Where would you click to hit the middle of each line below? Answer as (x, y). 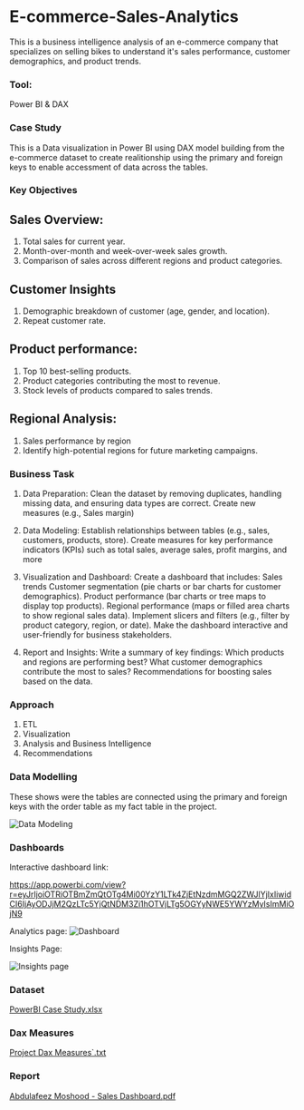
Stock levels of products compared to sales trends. (118, 390)
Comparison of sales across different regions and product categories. (152, 261)
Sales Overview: (57, 219)
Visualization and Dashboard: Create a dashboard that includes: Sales (152, 577)
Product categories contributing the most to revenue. (121, 380)
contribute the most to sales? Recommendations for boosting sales (147, 672)
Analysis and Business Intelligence (87, 744)
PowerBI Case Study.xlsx (56, 1009)
